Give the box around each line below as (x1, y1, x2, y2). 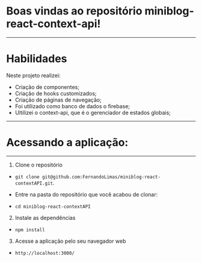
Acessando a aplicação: (6, 136, 129, 150)
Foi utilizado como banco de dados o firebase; (14, 102, 130, 109)
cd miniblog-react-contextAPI (14, 203, 91, 210)
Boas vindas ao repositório (6, 4, 142, 18)
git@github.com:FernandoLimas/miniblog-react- (41, 174, 161, 180)
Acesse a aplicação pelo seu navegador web (14, 237, 126, 245)
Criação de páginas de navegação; (14, 96, 102, 103)
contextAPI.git (14, 180, 54, 186)
